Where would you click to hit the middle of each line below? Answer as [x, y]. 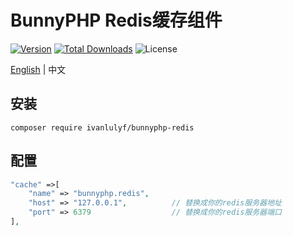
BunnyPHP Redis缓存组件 [116, 20]
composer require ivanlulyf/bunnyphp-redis [102, 127]
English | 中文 [38, 69]
